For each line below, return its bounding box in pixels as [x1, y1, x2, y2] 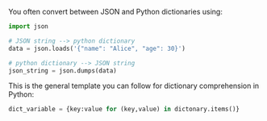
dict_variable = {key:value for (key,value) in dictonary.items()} [8, 105, 240, 114]
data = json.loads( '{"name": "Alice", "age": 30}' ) [8, 44, 186, 52]
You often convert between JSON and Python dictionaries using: [8, 7, 223, 16]
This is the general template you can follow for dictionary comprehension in [8, 81, 260, 91]
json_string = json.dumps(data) [8, 66, 117, 75]
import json [8, 23, 48, 31]
